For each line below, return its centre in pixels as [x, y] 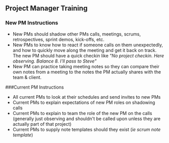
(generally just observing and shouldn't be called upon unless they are [87, 119]
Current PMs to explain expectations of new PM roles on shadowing [84, 102]
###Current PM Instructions [35, 87]
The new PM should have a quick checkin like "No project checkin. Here [88, 55]
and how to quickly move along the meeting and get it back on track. [84, 50]
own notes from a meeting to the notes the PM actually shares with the [87, 72]
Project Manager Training [47, 8]
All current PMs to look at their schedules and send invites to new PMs [87, 97]
